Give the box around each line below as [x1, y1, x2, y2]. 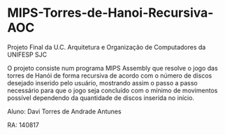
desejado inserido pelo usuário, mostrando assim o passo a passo [7, 78, 198, 87]
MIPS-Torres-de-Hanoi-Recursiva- [7, 5, 214, 21]
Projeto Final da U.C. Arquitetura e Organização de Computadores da [7, 43, 206, 51]
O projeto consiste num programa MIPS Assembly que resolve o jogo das [7, 64, 218, 72]
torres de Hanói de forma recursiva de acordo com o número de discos [7, 71, 212, 80]
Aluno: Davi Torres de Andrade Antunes [7, 107, 122, 115]
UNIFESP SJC [7, 50, 48, 59]
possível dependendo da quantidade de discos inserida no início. [7, 93, 194, 102]
